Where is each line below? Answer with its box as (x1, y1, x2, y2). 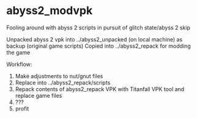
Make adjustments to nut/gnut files (15, 72, 103, 79)
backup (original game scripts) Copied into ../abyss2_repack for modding (6, 42, 191, 50)
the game (6, 48, 31, 56)
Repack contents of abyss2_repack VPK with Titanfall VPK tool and (15, 85, 185, 92)
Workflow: (6, 61, 32, 68)
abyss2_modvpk (6, 4, 93, 18)
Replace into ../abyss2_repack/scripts (15, 79, 111, 86)
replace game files (15, 92, 62, 99)
